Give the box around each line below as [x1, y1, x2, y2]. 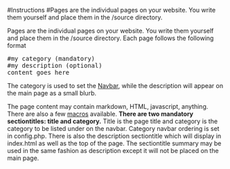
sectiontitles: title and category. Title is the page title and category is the [7, 117, 218, 125]
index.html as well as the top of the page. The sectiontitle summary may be [7, 139, 222, 148]
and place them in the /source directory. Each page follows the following [7, 34, 214, 42]
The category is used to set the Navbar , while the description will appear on [7, 82, 224, 89]
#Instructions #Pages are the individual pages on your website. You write [7, 6, 216, 14]
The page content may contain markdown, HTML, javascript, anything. [7, 103, 209, 110]
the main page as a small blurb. [7, 89, 97, 97]
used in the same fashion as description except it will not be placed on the [7, 147, 220, 154]
